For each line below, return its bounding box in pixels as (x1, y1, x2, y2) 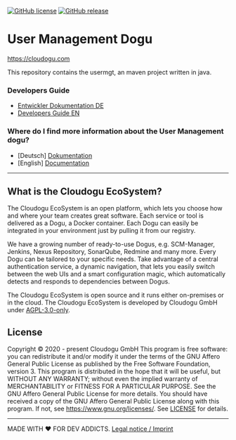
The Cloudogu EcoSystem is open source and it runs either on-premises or (7, 291, 225, 300)
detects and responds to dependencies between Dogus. (7, 277, 170, 286)
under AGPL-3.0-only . (7, 306, 70, 314)
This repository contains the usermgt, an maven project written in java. (7, 67, 212, 76)
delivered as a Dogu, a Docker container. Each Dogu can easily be (7, 219, 199, 227)
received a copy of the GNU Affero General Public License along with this (7, 397, 220, 406)
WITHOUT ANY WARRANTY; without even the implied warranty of (7, 375, 198, 383)
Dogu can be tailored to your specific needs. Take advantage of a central (7, 255, 219, 263)
